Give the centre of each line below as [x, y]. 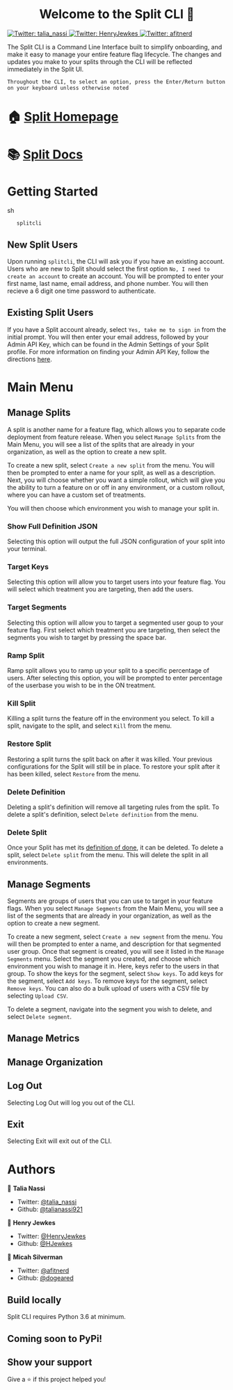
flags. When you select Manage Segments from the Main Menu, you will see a [115, 909]
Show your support [50, 1362]
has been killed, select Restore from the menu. [74, 774]
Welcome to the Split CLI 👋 [117, 14]
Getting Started [53, 191]
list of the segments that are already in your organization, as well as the [110, 916]
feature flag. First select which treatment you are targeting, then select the [114, 630]
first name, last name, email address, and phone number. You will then [108, 284]
